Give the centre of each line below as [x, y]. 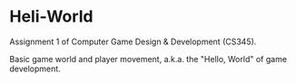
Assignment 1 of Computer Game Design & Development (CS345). [133, 41]
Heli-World [51, 17]
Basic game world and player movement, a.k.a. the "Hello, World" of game [148, 59]
